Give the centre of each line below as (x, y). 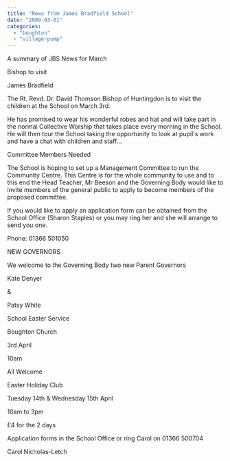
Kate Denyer (25, 279)
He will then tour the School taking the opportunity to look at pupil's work (111, 134)
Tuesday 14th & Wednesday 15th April (60, 398)
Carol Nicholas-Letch (37, 452)
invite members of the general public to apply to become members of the (111, 190)
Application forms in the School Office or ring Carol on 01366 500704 (105, 438)
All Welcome (25, 372)
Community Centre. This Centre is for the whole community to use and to (111, 175)
